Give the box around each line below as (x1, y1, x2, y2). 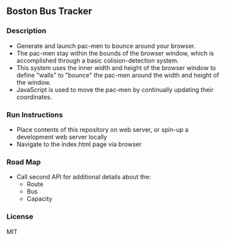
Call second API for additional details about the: (16, 173, 152, 181)
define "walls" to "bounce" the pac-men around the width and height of (16, 71, 219, 79)
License (6, 212, 34, 222)
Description (6, 26, 47, 36)
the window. (16, 78, 52, 87)
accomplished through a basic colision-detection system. (16, 56, 179, 65)
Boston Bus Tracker (6, 5, 93, 17)
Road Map (6, 157, 41, 167)
